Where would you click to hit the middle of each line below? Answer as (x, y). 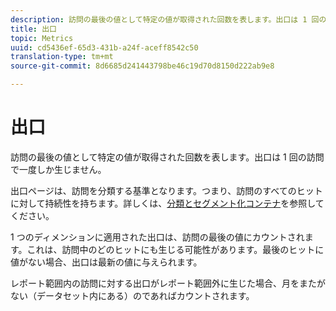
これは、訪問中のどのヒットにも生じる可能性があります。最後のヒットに (175, 249)
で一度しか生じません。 (58, 169)
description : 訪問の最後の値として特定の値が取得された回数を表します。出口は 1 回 (165, 19)
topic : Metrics (42, 38)
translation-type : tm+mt (62, 57)
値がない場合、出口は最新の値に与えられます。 (106, 262)
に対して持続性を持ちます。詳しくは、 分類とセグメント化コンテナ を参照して (167, 203)
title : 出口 (33, 29)
